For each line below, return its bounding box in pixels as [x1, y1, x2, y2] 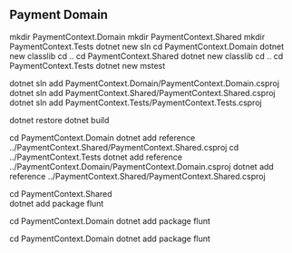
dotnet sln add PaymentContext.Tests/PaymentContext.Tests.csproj [9, 97, 262, 108]
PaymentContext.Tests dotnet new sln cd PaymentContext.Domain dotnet [9, 41, 285, 52]
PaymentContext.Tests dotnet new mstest [9, 60, 166, 71]
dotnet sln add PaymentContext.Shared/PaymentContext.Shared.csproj [9, 87, 276, 98]
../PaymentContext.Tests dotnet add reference [9, 151, 183, 162]
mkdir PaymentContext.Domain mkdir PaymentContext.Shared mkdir [9, 31, 266, 42]
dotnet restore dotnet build [9, 114, 110, 125]
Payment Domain [9, 7, 109, 23]
